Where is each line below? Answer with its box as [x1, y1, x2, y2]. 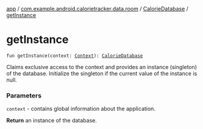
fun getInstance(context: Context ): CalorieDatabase [6, 53, 143, 59]
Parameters [6, 91, 41, 99]
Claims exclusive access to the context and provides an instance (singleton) [6, 63, 197, 70]
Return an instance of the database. [6, 117, 98, 124]
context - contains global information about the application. [6, 105, 155, 113]
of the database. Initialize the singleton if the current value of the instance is [6, 70, 198, 77]
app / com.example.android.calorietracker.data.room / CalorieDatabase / [6, 5, 189, 12]
